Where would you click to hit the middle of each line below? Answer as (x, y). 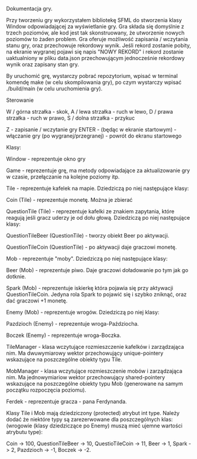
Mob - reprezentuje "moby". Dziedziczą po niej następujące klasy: (87, 259)
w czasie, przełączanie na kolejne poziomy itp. (63, 177)
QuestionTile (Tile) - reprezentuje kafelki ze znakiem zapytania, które (90, 211)
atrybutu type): (24, 432)
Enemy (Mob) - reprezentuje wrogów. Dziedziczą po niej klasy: (83, 312)
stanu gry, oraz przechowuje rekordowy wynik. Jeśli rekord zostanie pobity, (99, 45)
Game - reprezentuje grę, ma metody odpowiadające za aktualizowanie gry (98, 170)
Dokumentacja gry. (29, 9)
